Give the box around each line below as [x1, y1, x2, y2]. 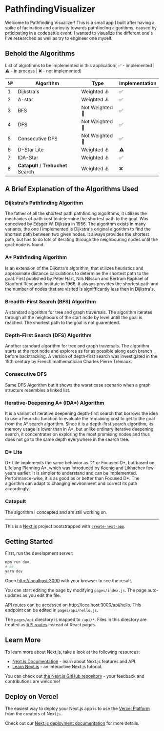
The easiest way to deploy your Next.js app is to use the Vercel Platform [5, 706, 150, 711]
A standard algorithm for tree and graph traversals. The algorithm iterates [5, 309, 153, 315]
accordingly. [5, 486, 30, 492]
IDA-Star [18, 154, 39, 161]
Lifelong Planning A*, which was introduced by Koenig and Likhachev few [5, 465, 154, 471]
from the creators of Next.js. [5, 710, 62, 716]
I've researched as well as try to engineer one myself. [5, 35, 113, 41]
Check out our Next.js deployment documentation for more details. [5, 720, 140, 726]
